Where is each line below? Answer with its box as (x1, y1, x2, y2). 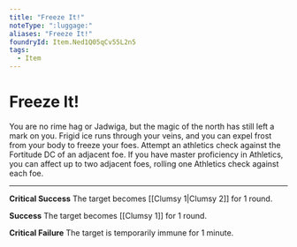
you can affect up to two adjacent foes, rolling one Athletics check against (9, 158, 279, 168)
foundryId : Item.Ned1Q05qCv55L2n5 (9, 37, 137, 47)
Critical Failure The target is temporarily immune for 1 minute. (9, 227, 234, 238)
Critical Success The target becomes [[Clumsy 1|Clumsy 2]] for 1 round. (9, 193, 273, 204)
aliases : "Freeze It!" (9, 29, 93, 38)
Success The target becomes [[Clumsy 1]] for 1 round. (9, 210, 208, 221)
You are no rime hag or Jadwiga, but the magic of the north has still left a (9, 121, 275, 131)
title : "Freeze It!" (9, 12, 86, 22)
